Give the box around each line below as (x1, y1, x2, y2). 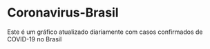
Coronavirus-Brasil (7, 5, 119, 21)
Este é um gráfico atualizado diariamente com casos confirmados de (7, 28, 203, 36)
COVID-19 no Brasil (7, 35, 62, 43)
